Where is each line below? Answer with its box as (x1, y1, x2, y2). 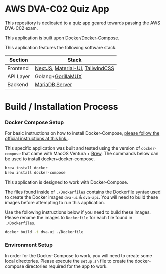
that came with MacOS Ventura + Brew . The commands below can (22, 151, 159, 157)
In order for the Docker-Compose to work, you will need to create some (5, 253, 152, 259)
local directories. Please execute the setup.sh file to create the (5, 258, 134, 264)
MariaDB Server (34, 81, 72, 88)
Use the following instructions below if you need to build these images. (5, 209, 151, 215)
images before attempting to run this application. (5, 200, 105, 206)
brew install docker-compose (5, 170, 66, 175)
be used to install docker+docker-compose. (5, 156, 95, 162)
